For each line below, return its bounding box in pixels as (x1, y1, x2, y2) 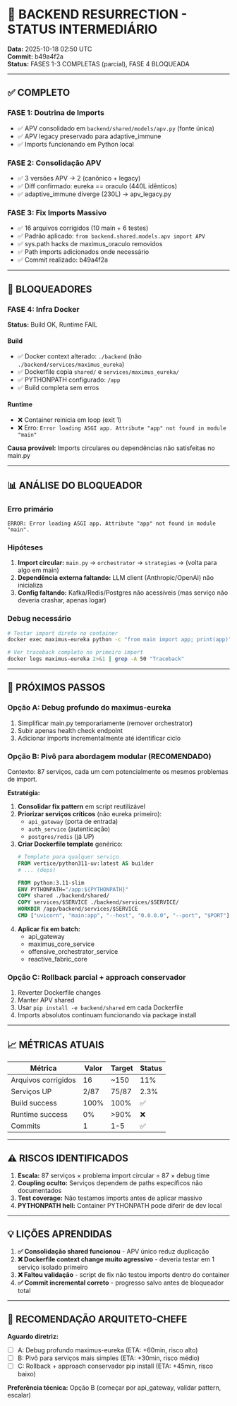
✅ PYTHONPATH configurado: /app (17, 375, 121, 384)
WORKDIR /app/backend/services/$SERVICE (17, 906, 138, 913)
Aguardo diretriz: (7, 1332, 59, 1340)
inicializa (17, 581, 44, 590)
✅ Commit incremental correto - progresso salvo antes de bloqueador (17, 1278, 224, 1287)
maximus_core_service (28, 940, 95, 948)
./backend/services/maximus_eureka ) (17, 360, 125, 369)
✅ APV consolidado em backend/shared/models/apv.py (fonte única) (17, 123, 215, 133)
